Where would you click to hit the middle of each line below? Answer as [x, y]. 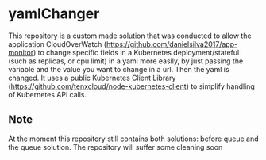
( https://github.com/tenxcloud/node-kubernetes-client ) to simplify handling [132, 86]
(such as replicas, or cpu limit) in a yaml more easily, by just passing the [126, 61]
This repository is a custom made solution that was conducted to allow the [130, 36]
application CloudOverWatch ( [58, 44]
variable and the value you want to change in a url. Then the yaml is [119, 69]
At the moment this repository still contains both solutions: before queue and [133, 139]
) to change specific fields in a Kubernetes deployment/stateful [136, 52]
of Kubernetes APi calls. [48, 94]
